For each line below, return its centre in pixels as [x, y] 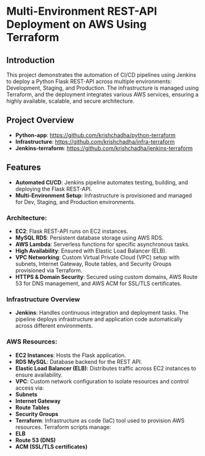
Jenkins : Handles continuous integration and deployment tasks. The [102, 313]
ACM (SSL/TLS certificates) [51, 446]
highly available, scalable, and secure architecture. [71, 101]
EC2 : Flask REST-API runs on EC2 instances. [72, 231]
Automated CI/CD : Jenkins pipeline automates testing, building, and [102, 182]
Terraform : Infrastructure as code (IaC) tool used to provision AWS [100, 420]
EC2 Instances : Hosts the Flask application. [71, 355]
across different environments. [54, 326]
